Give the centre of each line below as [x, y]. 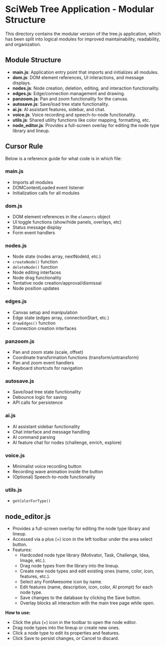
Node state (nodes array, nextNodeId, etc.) [56, 257]
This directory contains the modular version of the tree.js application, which [83, 34]
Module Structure [33, 60]
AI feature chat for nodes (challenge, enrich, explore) [67, 442]
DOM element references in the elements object [61, 217]
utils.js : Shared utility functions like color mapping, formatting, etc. [81, 120]
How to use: [18, 613]
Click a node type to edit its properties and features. [66, 633]
